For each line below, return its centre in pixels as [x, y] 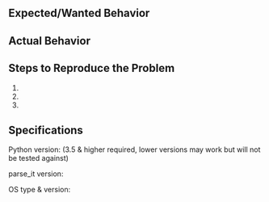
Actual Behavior [50, 41]
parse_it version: [36, 174]
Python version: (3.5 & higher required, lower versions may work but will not [134, 149]
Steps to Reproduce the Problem [92, 68]
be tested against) [38, 158]
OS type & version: [40, 190]
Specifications [46, 130]
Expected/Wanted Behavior [79, 13]
